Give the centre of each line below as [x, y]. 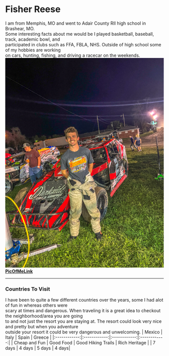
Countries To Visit [28, 289]
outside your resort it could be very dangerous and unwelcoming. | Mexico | [84, 332]
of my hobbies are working [33, 50]
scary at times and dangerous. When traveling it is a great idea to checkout [83, 311]
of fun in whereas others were [36, 305]
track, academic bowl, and [33, 39]
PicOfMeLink [19, 271]
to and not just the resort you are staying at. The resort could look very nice [83, 321]
